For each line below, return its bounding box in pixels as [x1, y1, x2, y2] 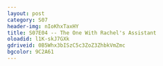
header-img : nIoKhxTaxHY [7, 23, 79, 30]
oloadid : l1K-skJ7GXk [7, 36, 70, 43]
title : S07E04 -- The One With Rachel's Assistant [7, 29, 157, 36]
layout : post [7, 10, 45, 17]
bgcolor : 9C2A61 [7, 49, 54, 56]
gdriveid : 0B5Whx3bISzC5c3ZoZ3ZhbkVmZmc [7, 42, 126, 49]
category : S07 [7, 16, 49, 23]
